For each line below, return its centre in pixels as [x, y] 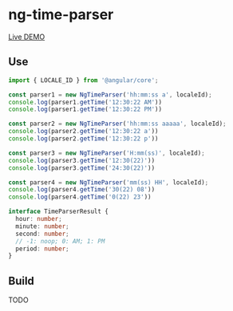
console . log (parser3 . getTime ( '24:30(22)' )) [82, 168]
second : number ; [42, 234]
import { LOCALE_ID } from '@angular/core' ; [83, 80]
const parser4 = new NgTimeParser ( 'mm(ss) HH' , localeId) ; [109, 182]
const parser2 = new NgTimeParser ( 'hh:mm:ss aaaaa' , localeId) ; [117, 124]
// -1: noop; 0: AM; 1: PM [60, 241]
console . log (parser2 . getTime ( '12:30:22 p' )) [83, 139]
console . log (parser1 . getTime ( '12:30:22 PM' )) [85, 109]
